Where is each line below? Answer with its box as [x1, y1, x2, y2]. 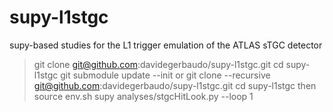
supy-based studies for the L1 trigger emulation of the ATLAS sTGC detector [9, 39, 323, 51]
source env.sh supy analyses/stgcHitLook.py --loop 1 [33, 90, 254, 102]
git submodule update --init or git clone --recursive [60, 69, 271, 81]
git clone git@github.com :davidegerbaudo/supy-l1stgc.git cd [33, 58, 284, 70]
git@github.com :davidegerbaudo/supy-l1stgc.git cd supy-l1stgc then [33, 79, 317, 91]
